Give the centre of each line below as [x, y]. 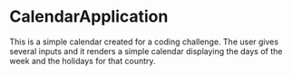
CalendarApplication [89, 17]
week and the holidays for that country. [83, 61]
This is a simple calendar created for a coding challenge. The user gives [144, 42]
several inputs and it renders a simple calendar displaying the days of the [146, 51]
